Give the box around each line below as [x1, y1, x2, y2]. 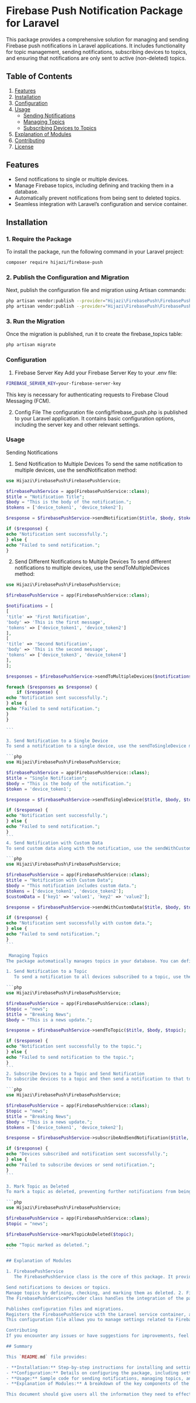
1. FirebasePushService [6, 1268, 64, 1274]
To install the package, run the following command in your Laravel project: [6, 248, 184, 255]
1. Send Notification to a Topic [6, 969, 87, 975]
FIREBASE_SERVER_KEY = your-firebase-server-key [6, 380, 121, 386]
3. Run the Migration [6, 317, 65, 325]
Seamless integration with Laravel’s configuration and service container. [14, 200, 188, 207]
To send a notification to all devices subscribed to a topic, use [13, 974, 181, 980]
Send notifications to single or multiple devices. [14, 176, 129, 183]
